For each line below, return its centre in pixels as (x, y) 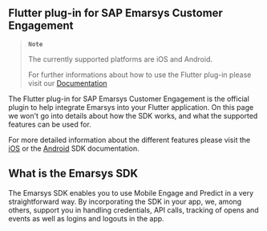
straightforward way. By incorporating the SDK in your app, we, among (125, 201)
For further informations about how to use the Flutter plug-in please (140, 75)
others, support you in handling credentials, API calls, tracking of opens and (133, 210)
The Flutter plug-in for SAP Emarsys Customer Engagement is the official (129, 99)
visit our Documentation (67, 83)
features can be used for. (50, 124)
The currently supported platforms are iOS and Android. (120, 59)
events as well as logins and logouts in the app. (86, 218)
